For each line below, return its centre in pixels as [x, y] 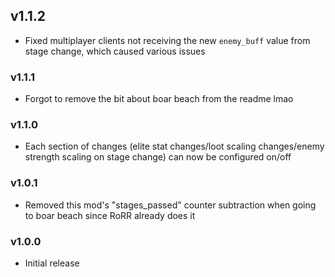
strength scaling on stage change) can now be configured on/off [158, 157]
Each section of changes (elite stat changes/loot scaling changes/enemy [174, 146]
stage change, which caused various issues [115, 51]
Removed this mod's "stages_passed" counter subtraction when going [170, 205]
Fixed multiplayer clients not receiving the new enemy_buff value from [167, 40]
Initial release [52, 263]
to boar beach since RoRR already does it [110, 215]
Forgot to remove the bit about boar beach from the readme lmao [159, 99]
